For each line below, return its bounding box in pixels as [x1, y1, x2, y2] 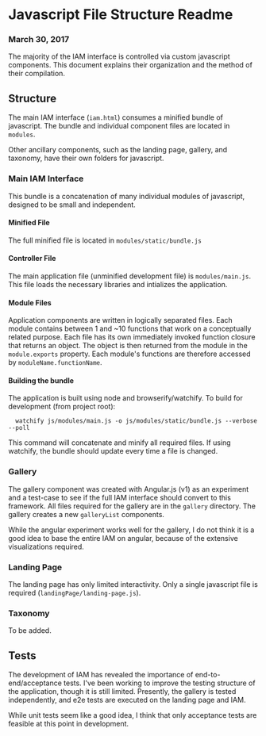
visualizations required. [8, 542, 85, 551]
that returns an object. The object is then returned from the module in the [8, 341, 248, 351]
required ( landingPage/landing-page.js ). [8, 588, 141, 597]
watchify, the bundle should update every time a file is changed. [8, 447, 218, 456]
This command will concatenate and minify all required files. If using [8, 438, 232, 447]
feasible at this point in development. [8, 719, 129, 729]
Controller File [8, 254, 56, 263]
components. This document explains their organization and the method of [8, 60, 253, 70]
